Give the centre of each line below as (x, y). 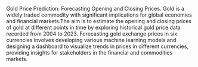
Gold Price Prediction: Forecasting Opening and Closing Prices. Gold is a (95, 9)
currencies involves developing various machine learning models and (91, 40)
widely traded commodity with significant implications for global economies (99, 15)
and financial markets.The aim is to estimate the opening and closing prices (99, 21)
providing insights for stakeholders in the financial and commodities (89, 52)
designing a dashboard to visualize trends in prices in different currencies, (98, 46)
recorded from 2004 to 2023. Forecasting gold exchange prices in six (92, 34)
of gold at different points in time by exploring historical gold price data (93, 27)
